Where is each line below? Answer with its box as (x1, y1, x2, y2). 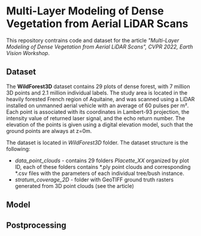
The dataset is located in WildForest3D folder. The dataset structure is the (6, 139, 188, 146)
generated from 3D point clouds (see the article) (14, 182, 135, 189)
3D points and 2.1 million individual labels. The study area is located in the (6, 89, 188, 96)
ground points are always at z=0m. (6, 127, 92, 134)
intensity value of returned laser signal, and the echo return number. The (6, 114, 185, 122)
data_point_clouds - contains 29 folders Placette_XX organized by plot (14, 157, 190, 164)
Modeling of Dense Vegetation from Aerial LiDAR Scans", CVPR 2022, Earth (6, 43, 193, 50)
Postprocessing (6, 220, 67, 230)
